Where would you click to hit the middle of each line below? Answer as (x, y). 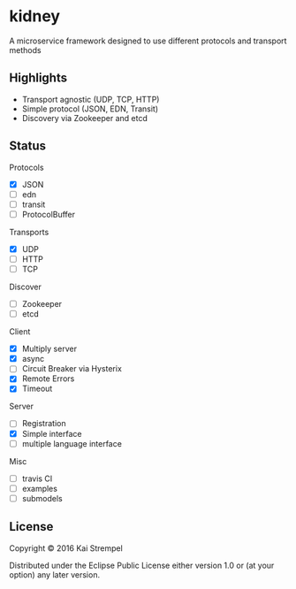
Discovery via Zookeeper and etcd (84, 118)
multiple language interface (72, 443)
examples (39, 488)
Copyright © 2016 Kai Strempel (66, 548)
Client (20, 332)
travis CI (37, 478)
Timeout (37, 389)
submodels (42, 498)
